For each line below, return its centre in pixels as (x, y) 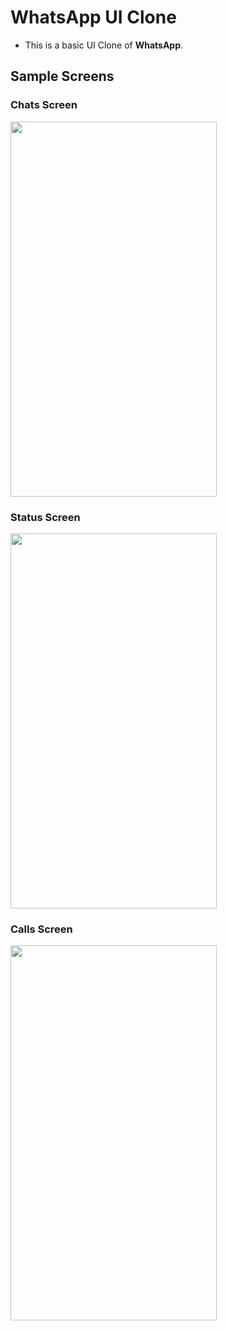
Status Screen (45, 517)
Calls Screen (41, 929)
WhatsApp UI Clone (93, 17)
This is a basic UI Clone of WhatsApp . (104, 45)
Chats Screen (44, 105)
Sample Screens (62, 76)
